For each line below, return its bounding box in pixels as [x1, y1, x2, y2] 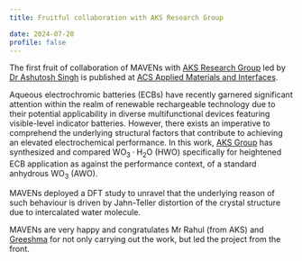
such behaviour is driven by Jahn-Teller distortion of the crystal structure [9, 197, 281, 208]
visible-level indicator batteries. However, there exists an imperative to [9, 118, 270, 129]
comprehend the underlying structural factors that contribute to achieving [9, 128, 283, 139]
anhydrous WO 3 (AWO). [9, 168, 98, 181]
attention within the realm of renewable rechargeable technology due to [9, 99, 276, 110]
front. [9, 243, 30, 254]
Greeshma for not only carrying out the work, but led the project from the [9, 233, 281, 244]
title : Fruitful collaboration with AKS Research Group [9, 13, 224, 22]
